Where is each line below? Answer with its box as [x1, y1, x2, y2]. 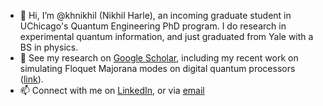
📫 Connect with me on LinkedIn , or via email [19, 85, 205, 96]
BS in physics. [19, 41, 79, 53]
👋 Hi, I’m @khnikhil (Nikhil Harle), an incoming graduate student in [19, 10, 292, 21]
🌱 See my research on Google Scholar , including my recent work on [19, 52, 299, 64]
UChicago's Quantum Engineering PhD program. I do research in [19, 20, 287, 32]
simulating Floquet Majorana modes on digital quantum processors [19, 63, 296, 74]
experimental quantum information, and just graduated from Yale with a [19, 31, 314, 42]
